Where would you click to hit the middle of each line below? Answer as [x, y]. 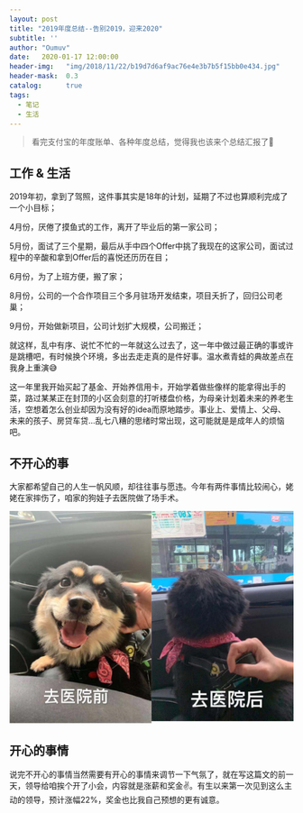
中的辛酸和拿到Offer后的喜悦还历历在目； [94, 258]
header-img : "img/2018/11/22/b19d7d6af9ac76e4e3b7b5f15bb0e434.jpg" [145, 67]
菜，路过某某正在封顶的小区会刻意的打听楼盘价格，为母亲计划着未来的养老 [147, 398]
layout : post [34, 19]
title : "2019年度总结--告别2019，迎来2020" [86, 28]
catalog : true [46, 86]
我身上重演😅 [33, 368]
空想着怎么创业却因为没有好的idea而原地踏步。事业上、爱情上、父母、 [156, 409]
